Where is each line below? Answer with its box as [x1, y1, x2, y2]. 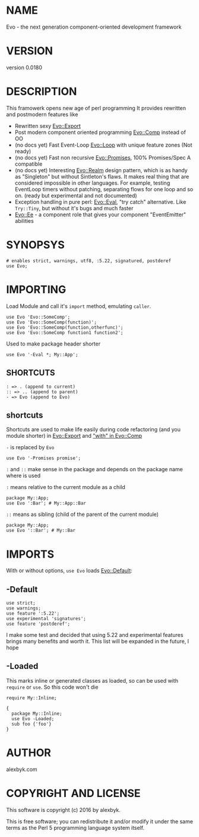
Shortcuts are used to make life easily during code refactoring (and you [6, 426, 181, 433]
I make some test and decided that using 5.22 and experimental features [6, 631, 184, 639]
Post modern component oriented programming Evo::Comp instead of [14, 129, 186, 136]
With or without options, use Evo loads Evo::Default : [6, 567, 132, 574]
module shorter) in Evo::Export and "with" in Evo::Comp [6, 432, 143, 440]
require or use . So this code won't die [6, 683, 99, 690]
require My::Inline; [6, 695, 58, 701]
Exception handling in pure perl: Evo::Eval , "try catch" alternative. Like [14, 198, 187, 206]
